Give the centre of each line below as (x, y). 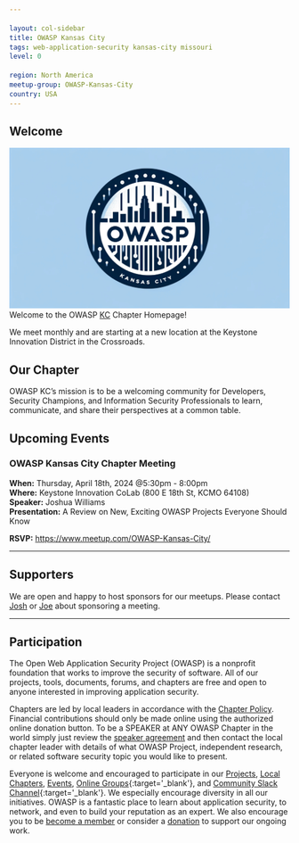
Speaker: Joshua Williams (57, 502)
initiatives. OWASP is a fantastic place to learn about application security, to (148, 802)
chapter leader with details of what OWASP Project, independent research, (146, 747)
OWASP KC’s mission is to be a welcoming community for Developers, (138, 392)
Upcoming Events (59, 438)
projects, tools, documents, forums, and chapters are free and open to (138, 682)
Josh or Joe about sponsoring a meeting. (85, 606)
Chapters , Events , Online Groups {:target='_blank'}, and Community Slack (144, 783)
